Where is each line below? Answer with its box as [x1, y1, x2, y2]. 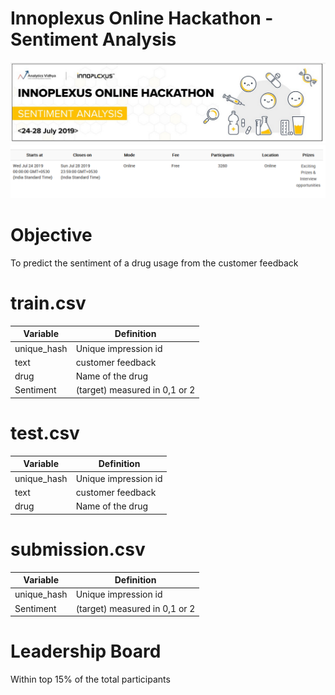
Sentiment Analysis [10, 28, 177, 51]
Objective [10, 224, 93, 247]
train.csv [10, 292, 87, 315]
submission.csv [10, 538, 146, 561]
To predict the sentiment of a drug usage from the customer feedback [10, 257, 299, 269]
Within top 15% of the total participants [10, 673, 171, 685]
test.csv [10, 422, 80, 445]
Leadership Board [10, 640, 162, 663]
